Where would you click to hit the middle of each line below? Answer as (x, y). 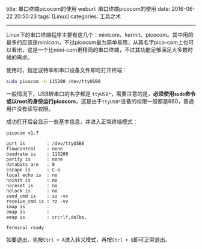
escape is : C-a (33, 170)
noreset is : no (32, 185)
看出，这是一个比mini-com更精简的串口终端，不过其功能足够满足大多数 (99, 50)
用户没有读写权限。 (30, 109)
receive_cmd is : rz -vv (37, 201)
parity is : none (35, 159)
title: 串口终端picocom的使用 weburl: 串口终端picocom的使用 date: (88, 9)
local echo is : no (32, 175)
